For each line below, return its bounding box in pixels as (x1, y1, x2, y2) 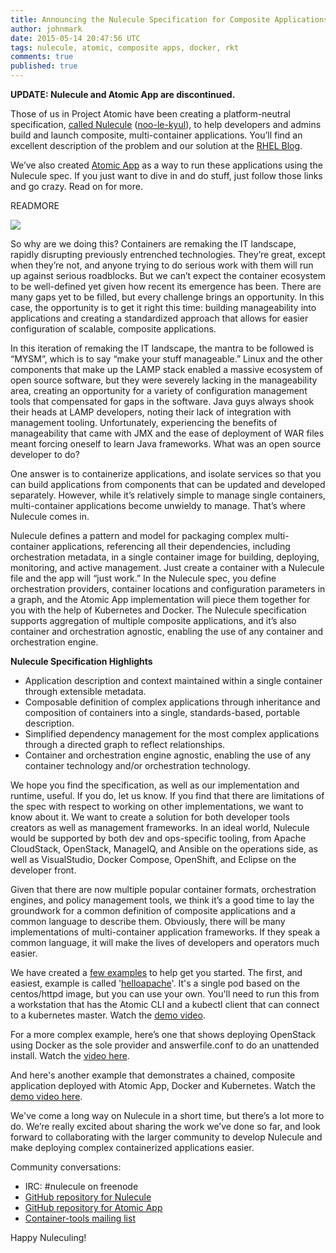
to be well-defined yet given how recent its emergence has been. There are (10, 281, 322, 292)
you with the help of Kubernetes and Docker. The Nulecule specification (10, 604, 307, 616)
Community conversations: (10, 1161, 122, 1173)
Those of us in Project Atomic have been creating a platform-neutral (10, 108, 291, 120)
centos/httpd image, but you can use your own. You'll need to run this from (10, 988, 320, 1000)
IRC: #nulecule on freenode (24, 1181, 139, 1192)
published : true (10, 61, 78, 71)
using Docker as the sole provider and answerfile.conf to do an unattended (10, 1039, 320, 1051)
